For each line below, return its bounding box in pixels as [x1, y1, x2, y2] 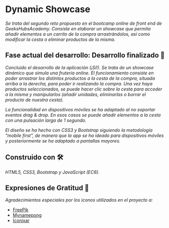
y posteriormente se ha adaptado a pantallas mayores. [5, 138, 120, 144]
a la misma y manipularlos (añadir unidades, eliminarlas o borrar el [5, 91, 146, 97]
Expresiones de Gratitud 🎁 [5, 184, 90, 192]
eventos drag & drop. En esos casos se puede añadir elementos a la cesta [5, 112, 161, 118]
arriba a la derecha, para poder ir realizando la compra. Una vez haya [5, 80, 153, 86]
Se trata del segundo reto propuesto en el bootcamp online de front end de [5, 20, 162, 26]
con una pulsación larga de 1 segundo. [5, 117, 87, 123]
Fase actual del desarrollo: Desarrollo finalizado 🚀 [5, 51, 165, 60]
